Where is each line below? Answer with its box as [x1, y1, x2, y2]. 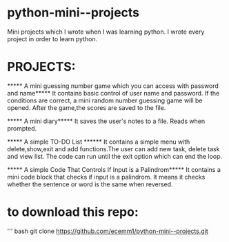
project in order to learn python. [7, 34, 98, 43]
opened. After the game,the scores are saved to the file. [7, 103, 166, 111]
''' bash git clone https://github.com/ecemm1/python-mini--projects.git [7, 227, 208, 235]
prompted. [7, 124, 37, 132]
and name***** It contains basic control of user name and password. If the [7, 89, 220, 97]
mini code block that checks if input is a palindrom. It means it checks [7, 173, 206, 181]
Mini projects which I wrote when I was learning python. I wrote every [7, 27, 205, 36]
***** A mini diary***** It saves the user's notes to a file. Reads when [7, 117, 206, 125]
